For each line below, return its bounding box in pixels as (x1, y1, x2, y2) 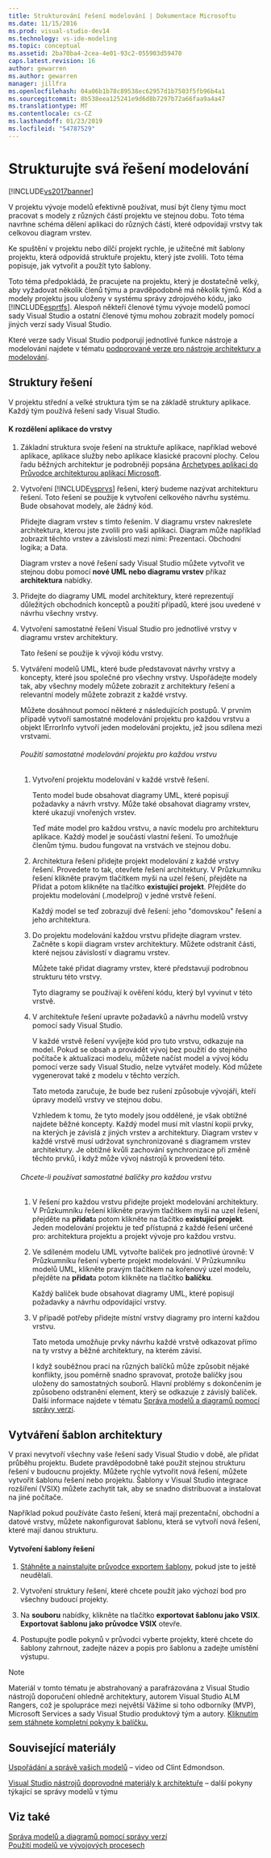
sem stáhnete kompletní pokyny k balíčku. (8, 1717, 148, 1728)
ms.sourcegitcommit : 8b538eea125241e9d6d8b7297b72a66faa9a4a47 (8, 95, 226, 103)
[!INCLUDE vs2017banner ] (8, 186, 94, 196)
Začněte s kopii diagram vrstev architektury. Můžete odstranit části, (31, 939, 256, 948)
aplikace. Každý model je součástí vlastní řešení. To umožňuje (31, 831, 239, 842)
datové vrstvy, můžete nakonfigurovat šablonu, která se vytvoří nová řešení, (8, 1517, 261, 1526)
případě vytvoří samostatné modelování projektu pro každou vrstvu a (19, 714, 250, 723)
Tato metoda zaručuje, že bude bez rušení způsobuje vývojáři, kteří (31, 1086, 256, 1096)
